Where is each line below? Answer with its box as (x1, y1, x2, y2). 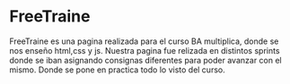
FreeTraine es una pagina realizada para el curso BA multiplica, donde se (9, 36, 279, 46)
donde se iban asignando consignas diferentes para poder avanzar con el (9, 55, 282, 65)
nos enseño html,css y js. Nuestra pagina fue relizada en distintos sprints (9, 45, 280, 55)
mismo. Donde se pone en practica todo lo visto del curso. (9, 64, 226, 75)
